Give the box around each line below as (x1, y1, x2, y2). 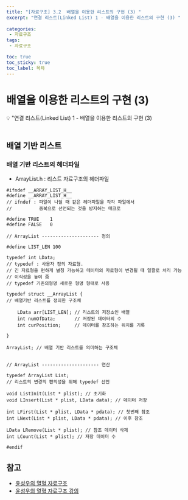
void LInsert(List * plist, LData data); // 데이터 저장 (6, 397, 147, 403)
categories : (6, 26, 37, 32)
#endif (6, 445, 23, 451)
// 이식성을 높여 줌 (6, 274, 50, 280)
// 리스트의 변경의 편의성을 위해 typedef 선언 (6, 379, 110, 385)
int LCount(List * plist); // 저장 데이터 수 (6, 434, 116, 440)
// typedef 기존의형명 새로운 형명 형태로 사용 (6, 280, 110, 286)
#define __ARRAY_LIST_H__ (6, 193, 72, 199)
